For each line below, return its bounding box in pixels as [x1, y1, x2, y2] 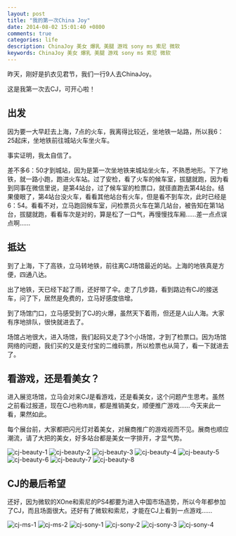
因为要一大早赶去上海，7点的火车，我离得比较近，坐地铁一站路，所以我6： [7, 127, 224, 136]
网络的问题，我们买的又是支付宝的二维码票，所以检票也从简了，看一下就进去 [7, 341, 229, 350]
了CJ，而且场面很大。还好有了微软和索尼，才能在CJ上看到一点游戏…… [7, 506, 213, 515]
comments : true [7, 30, 52, 37]
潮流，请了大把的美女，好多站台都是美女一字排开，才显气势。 [7, 434, 186, 442]
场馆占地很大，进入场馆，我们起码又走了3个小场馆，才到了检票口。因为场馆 [7, 332, 227, 341]
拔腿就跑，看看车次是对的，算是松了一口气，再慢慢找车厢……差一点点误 [19, 210, 228, 218]
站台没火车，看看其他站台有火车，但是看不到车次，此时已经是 [48, 192, 227, 200]
